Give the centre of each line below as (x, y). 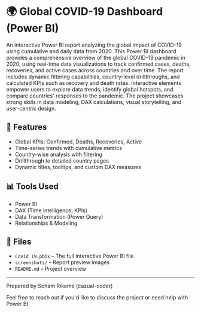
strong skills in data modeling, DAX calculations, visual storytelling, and (94, 102)
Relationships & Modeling (46, 223)
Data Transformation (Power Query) (59, 216)
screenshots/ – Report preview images (62, 262)
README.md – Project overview (51, 269)
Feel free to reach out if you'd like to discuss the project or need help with (97, 298)
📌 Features (27, 127)
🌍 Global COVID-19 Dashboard (85, 12)
